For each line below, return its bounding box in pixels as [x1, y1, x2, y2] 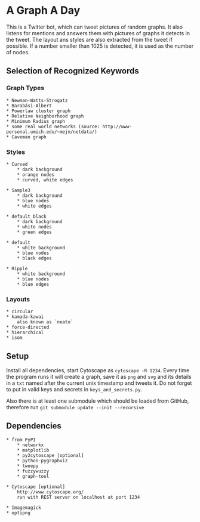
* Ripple [6, 265, 28, 271]
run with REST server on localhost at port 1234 [17, 494, 140, 500]
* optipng [6, 509, 31, 516]
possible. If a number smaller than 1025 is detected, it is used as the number [6, 42, 194, 50]
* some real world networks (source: [6, 123, 100, 129]
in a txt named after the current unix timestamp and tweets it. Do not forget [6, 379, 192, 387]
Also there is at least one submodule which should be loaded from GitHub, [6, 397, 189, 404]
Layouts [6, 295, 30, 303]
